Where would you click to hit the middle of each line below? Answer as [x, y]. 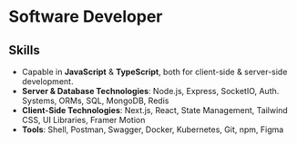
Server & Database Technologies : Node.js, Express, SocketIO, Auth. [150, 91]
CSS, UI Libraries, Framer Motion [83, 120]
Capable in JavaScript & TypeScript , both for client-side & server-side [154, 72]
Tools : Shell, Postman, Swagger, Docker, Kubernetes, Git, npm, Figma [153, 130]
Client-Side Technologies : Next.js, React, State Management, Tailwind [154, 110]
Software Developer [86, 17]
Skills [24, 50]
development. [47, 82]
